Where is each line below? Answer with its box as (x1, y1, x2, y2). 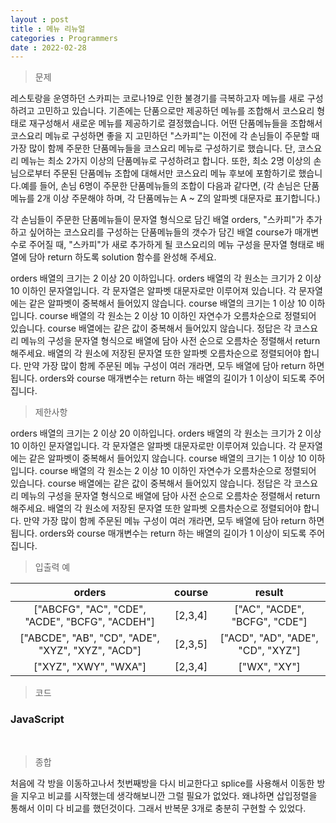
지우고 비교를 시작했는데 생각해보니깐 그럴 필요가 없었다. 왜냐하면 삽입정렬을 (20, 789, 318, 801)
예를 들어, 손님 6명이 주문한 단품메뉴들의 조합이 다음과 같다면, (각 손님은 (20, 180, 302, 192)
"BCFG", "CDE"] (231, 615, 308, 629)
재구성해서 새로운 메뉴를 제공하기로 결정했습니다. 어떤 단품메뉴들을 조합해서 (28, 117, 323, 130)
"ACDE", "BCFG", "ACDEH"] (24, 615, 155, 629)
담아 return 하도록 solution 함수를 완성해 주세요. (28, 251, 217, 263)
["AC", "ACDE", (234, 602, 305, 616)
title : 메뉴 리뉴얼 (10, 24, 86, 34)
